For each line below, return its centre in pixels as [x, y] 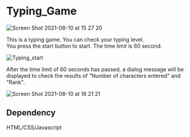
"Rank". [16, 82]
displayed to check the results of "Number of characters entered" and [93, 75]
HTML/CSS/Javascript [34, 127]
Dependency [31, 113]
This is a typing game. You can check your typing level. [75, 39]
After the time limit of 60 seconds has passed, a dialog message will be [95, 69]
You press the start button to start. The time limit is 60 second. [84, 46]
